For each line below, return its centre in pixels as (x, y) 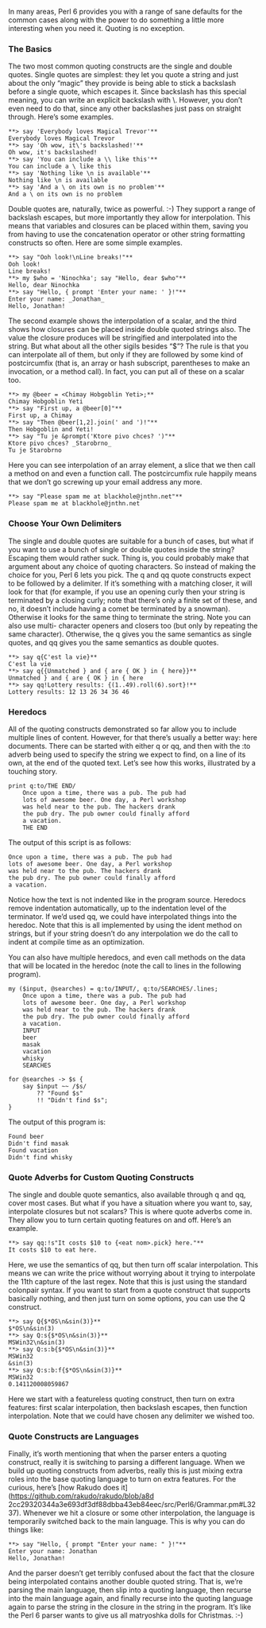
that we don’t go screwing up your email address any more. (105, 482)
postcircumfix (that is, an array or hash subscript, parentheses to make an (129, 363)
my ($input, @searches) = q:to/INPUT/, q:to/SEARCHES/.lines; (113, 989)
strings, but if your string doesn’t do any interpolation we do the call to (123, 933)
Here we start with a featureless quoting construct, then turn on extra (122, 1399)
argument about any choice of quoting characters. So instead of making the (132, 566)
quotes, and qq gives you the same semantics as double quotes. (114, 642)
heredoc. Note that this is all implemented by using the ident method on (125, 925)
